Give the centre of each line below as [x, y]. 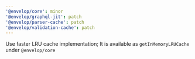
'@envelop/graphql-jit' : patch [44, 17]
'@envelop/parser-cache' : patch [45, 22]
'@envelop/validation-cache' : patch [50, 27]
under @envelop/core [30, 50]
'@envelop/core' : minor [35, 11]
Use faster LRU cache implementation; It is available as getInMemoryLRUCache [97, 44]
